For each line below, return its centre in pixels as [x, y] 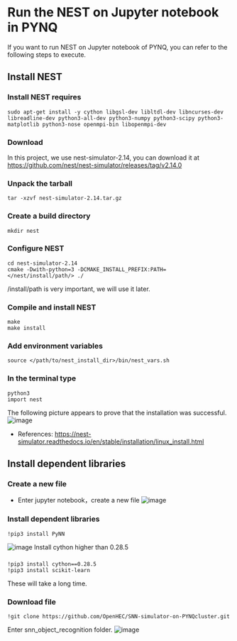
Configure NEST [36, 248]
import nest [25, 399]
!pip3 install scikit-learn [49, 570]
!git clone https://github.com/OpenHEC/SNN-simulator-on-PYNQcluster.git [119, 616]
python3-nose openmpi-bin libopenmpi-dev [104, 124]
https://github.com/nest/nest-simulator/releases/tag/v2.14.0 [95, 165]
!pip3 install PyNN [36, 534]
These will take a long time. [47, 584]
